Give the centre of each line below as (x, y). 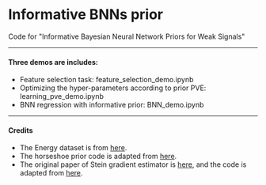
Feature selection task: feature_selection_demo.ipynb (106, 80)
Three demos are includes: (53, 62)
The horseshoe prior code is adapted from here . (98, 157)
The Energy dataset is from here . (73, 148)
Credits (21, 130)
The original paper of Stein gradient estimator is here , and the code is (133, 164)
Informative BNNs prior (86, 15)
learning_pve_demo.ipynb (62, 96)
